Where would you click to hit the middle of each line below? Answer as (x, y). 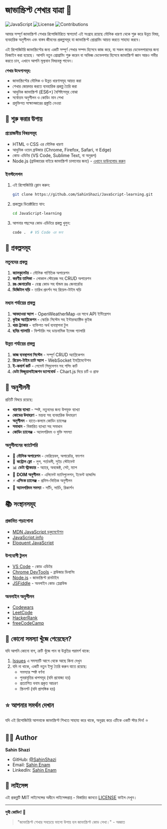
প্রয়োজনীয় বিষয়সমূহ (21, 133)
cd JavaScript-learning (37, 213)
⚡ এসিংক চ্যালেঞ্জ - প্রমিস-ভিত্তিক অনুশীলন (42, 480)
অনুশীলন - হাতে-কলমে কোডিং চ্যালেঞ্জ (39, 420)
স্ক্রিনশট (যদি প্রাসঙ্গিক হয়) (38, 689)
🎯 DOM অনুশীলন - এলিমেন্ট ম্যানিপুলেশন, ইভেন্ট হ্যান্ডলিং (54, 474)
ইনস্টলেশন (14, 174)
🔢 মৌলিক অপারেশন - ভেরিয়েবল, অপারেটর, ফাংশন (48, 456)
